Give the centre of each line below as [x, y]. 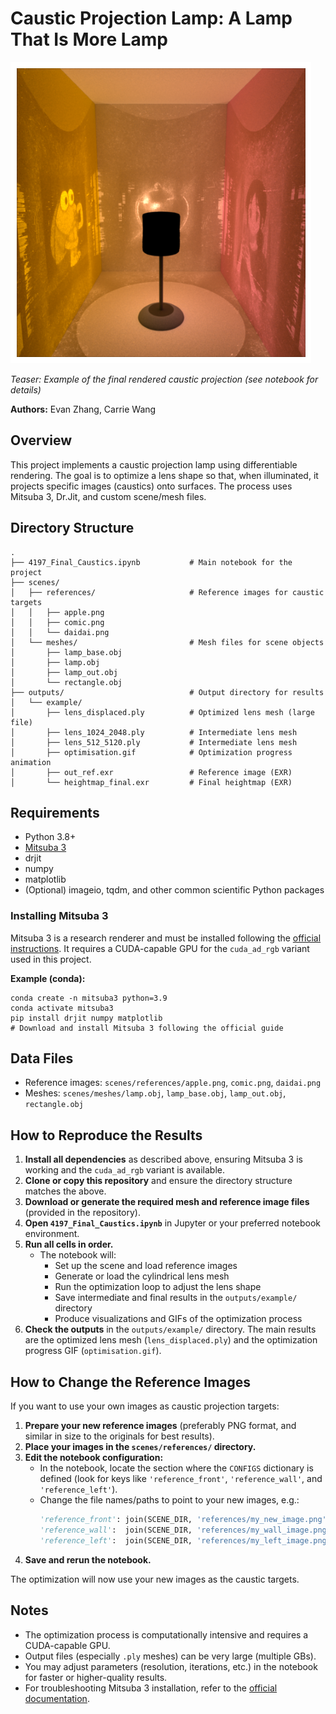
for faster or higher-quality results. [96, 1677]
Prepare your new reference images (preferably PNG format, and [160, 1426]
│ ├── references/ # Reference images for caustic [167, 592]
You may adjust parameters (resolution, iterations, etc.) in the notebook [171, 1666]
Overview [41, 440]
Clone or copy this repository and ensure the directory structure [158, 1181]
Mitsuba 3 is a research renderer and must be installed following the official [166, 938]
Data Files [42, 1058]
